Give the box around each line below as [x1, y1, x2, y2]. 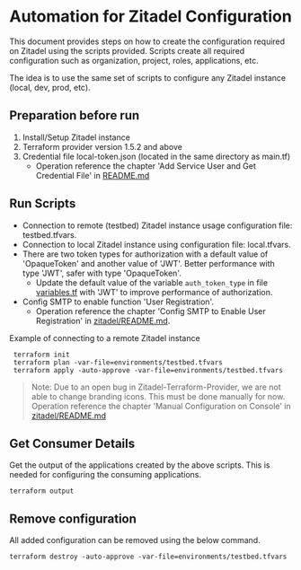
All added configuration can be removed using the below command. [9, 535, 261, 546]
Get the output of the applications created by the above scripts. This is [9, 460, 270, 470]
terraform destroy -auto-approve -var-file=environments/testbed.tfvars [9, 552, 288, 562]
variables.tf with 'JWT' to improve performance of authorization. [35, 286, 273, 297]
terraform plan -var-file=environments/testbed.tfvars [13, 357, 223, 367]
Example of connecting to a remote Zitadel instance [9, 332, 200, 343]
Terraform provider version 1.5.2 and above [22, 141, 182, 152]
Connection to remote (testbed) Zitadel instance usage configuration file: [22, 220, 293, 231]
